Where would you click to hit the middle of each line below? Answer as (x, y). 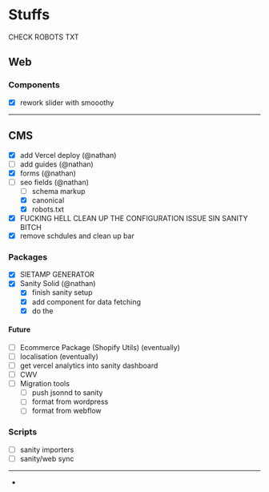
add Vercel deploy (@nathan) (68, 155)
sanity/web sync (47, 458)
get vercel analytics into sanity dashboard (89, 365)
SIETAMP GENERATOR (57, 275)
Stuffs (29, 15)
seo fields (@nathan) (54, 182)
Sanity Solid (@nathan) (58, 284)
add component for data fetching (86, 301)
